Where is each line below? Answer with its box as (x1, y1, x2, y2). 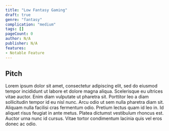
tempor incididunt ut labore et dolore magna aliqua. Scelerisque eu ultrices (5, 88, 163, 95)
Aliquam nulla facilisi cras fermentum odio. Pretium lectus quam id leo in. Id (5, 104, 164, 111)
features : (5, 46, 27, 51)
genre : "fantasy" (5, 17, 43, 22)
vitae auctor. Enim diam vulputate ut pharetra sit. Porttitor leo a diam (5, 94, 149, 100)
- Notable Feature (5, 50, 45, 55)
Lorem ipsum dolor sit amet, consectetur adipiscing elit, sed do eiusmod (5, 83, 158, 89)
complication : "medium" (5, 21, 56, 27)
